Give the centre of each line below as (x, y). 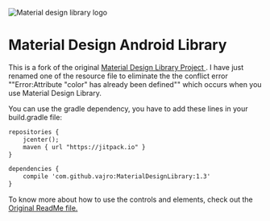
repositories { (34, 132)
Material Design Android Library (118, 45)
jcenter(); (41, 140)
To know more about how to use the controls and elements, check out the (131, 200)
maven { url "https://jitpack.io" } (85, 147)
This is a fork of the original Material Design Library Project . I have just (126, 67)
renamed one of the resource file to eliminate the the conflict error (118, 76)
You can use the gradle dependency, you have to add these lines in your (128, 108)
